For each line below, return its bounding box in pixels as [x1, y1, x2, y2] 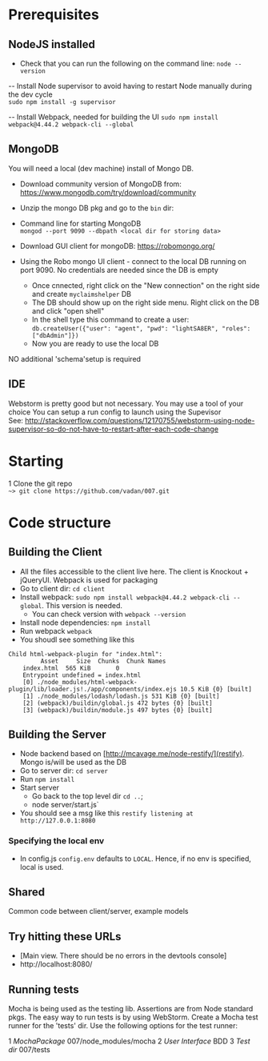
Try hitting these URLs [8, 930, 122, 943]
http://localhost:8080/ [19, 959, 93, 969]
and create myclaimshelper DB [31, 289, 132, 298]
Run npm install [19, 775, 75, 784]
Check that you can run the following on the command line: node [19, 58, 232, 68]
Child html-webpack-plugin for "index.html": [8, 650, 162, 658]
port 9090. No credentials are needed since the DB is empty [19, 265, 218, 274]
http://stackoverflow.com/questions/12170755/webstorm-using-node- [25, 415, 255, 425]
